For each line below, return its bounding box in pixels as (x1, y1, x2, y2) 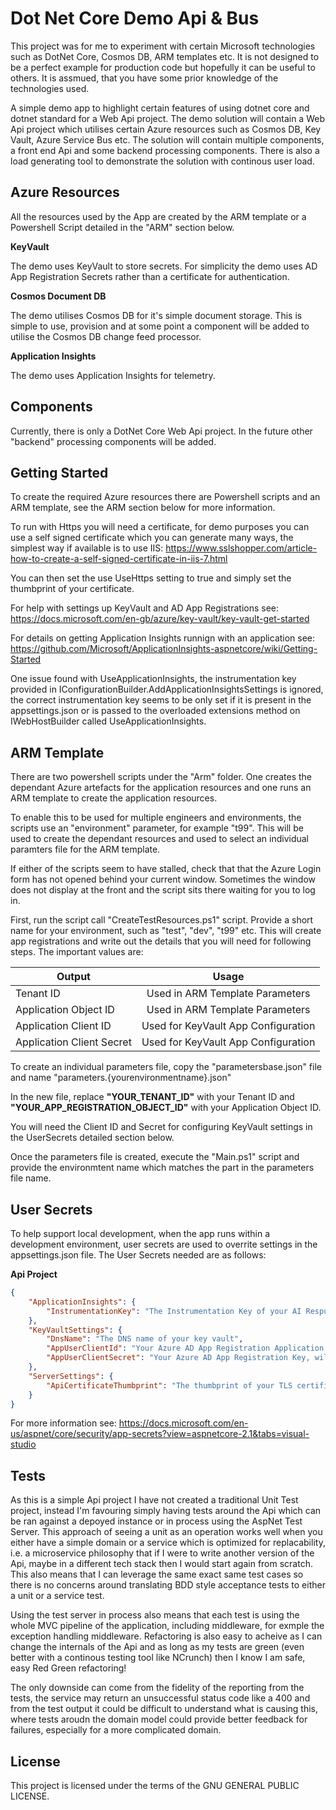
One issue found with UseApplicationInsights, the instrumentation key (10, 673, 297, 685)
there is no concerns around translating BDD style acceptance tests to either (10, 1579, 326, 1591)
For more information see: (10, 1417, 117, 1429)
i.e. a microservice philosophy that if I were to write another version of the (10, 1547, 315, 1559)
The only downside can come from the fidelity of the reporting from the (10, 1682, 305, 1694)
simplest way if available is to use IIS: (10, 542, 164, 554)
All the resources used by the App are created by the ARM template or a (10, 210, 307, 222)
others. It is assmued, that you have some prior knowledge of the (10, 72, 279, 84)
